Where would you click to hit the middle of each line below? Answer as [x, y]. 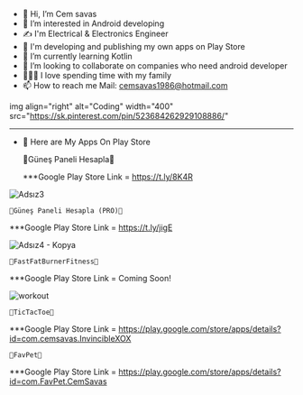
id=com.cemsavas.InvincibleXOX [70, 339]
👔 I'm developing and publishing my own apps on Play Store [133, 46]
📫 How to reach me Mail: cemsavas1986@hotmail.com [125, 85]
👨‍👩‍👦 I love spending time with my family [97, 75]
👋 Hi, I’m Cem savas [60, 14]
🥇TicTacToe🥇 [32, 312]
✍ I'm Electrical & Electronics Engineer [95, 33]
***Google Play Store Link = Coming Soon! [90, 278]
